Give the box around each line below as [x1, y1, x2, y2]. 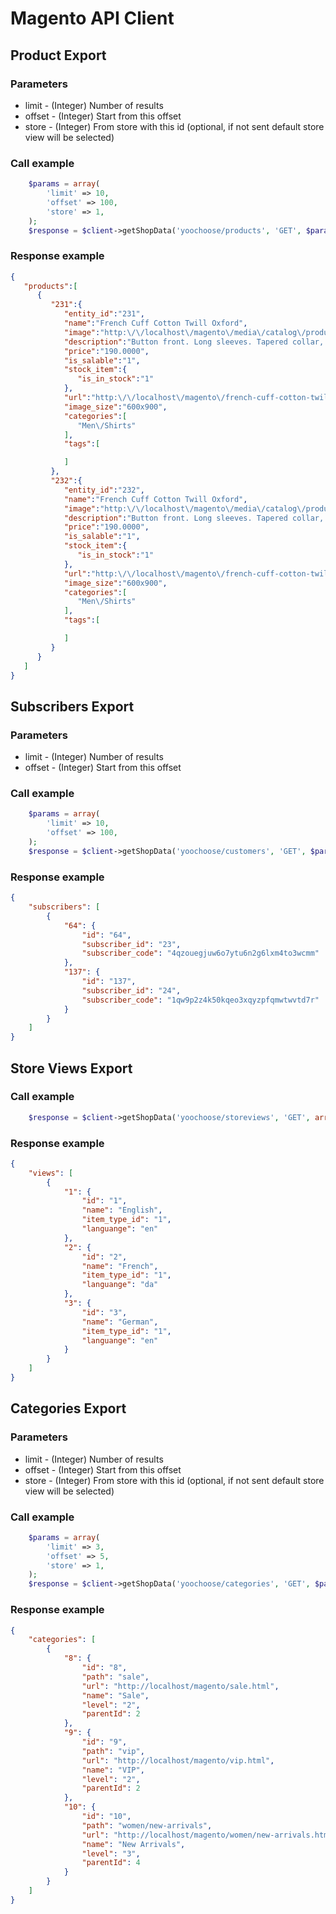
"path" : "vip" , [81, 1746, 145, 1756]
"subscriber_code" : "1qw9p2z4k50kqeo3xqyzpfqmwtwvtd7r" [81, 995, 320, 1005]
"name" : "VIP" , [81, 1765, 145, 1775]
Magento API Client [10, 7, 175, 30]
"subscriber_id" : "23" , [81, 939, 182, 949]
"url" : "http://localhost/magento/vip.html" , [81, 1755, 275, 1766]
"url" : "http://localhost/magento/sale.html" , [81, 1681, 280, 1691]
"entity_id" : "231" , [63, 309, 145, 319]
